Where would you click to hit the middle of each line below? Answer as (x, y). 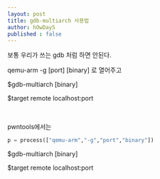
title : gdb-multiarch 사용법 (48, 21)
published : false (34, 34)
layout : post (27, 14)
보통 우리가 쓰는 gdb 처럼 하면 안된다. (59, 55)
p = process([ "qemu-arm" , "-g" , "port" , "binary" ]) (81, 140)
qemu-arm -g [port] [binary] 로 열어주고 (65, 70)
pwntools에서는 (30, 127)
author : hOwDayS (31, 27)
